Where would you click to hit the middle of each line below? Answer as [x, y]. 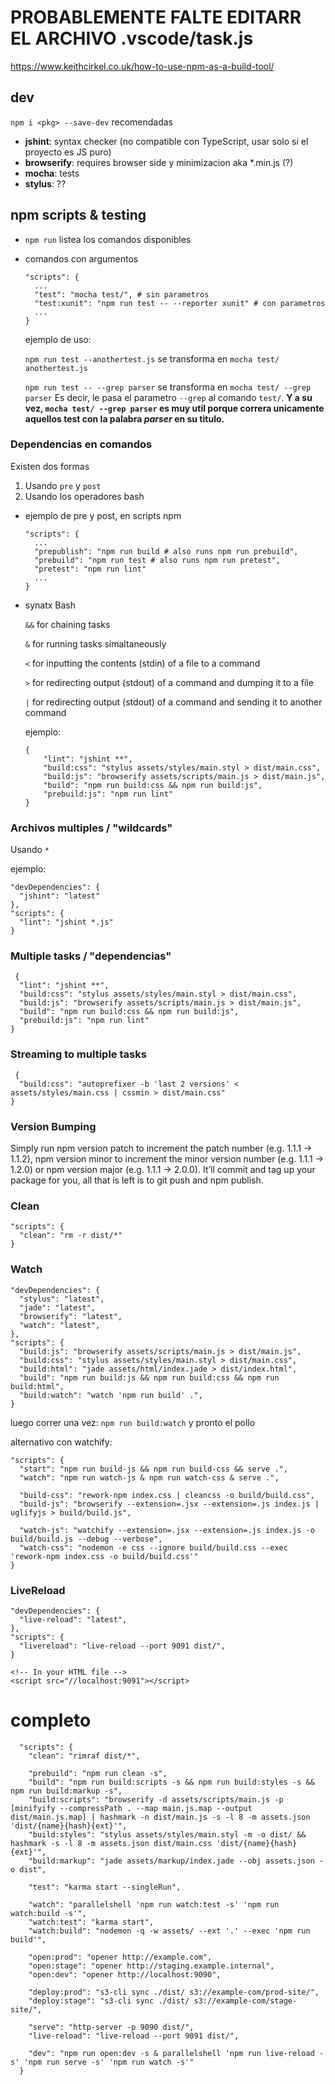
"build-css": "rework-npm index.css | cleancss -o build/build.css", [167, 1495]
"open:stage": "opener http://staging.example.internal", [151, 1966]
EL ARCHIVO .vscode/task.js [132, 38]
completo [51, 1720]
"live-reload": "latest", [73, 1619]
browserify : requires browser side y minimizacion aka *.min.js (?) [159, 162]
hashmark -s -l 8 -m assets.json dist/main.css [111, 1843]
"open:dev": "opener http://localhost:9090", [125, 1974]
